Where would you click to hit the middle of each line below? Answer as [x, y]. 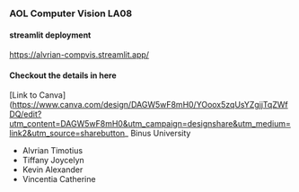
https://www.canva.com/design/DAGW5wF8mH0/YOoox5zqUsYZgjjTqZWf [150, 105]
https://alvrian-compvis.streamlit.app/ [79, 55]
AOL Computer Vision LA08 [71, 13]
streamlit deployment [50, 35]
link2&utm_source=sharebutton [67, 134]
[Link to [23, 95]
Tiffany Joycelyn [53, 161]
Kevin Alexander [53, 170]
